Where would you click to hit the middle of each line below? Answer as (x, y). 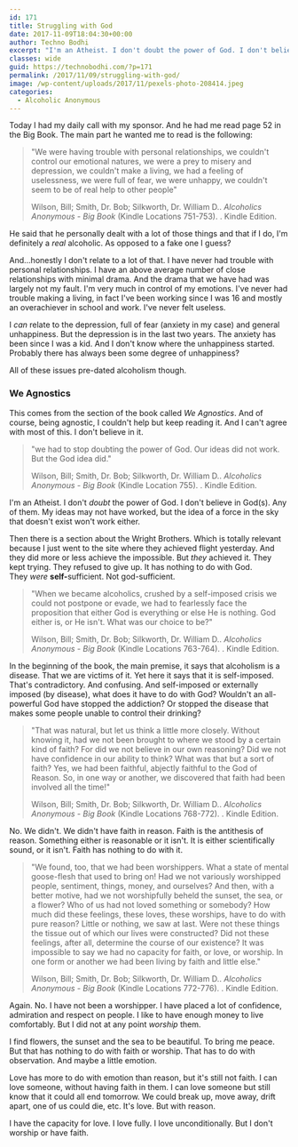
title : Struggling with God (61, 26)
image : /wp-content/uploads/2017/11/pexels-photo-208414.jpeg (126, 84)
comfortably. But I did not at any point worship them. (105, 1024)
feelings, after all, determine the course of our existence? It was (147, 942)
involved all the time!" (71, 787)
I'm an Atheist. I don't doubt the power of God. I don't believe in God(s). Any (148, 502)
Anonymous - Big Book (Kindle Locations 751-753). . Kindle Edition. (154, 217)
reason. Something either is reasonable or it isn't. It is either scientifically (142, 840)
